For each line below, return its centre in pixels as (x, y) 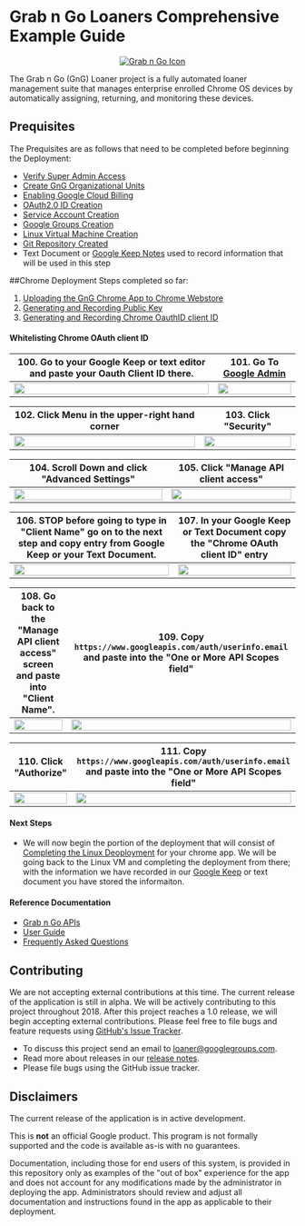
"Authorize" (41, 772)
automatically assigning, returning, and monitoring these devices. (132, 98)
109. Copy (181, 636)
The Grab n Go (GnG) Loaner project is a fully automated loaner (128, 78)
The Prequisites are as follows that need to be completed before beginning (149, 148)
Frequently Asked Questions (75, 942)
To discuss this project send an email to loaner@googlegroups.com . (150, 1049)
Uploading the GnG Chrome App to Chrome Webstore (123, 298)
